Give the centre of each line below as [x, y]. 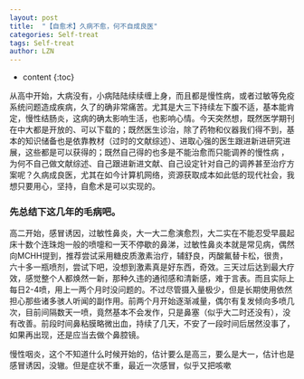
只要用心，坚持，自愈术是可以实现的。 [88, 186]
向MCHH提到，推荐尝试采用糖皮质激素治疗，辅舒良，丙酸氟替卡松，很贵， [148, 256]
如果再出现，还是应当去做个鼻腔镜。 [77, 335]
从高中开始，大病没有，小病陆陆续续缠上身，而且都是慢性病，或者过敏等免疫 [152, 96]
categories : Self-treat [54, 34]
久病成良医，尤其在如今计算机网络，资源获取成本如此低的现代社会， [160, 175]
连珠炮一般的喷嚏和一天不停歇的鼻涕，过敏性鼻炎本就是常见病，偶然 [167, 244]
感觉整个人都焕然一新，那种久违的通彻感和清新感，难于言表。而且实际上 [160, 279]
